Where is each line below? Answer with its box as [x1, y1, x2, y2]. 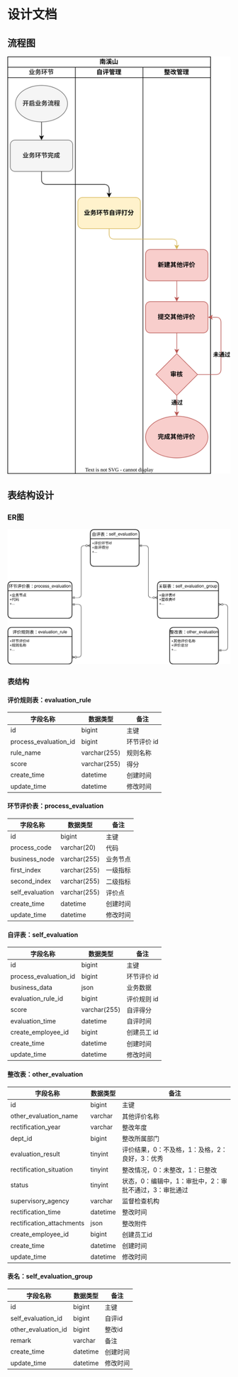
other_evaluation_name [10, 1112, 79, 1120]
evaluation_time [10, 1016, 57, 1025]
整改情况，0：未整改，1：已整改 [121, 1165, 217, 1174]
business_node [10, 855, 55, 863]
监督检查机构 [121, 1197, 159, 1205]
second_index [10, 877, 52, 886]
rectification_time [10, 1208, 62, 1216]
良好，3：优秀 [121, 1154, 164, 1163]
